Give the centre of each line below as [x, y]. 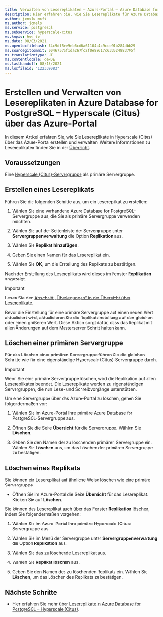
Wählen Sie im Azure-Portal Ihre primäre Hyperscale [64, 524]
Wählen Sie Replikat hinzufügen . [45, 245]
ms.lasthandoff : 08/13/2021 [33, 64]
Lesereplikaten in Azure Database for [81, 103]
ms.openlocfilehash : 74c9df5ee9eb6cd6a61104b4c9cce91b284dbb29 [70, 46]
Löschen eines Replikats [43, 468]
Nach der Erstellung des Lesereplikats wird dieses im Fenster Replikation [78, 274]
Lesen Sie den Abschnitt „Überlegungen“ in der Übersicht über [68, 298]
